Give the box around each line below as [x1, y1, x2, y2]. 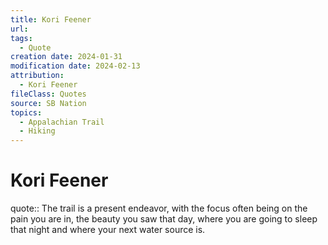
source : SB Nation [10, 98, 87, 108]
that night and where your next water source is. [10, 224, 206, 236]
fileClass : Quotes [10, 89, 87, 99]
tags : [10, 33, 33, 43]
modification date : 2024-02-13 [10, 61, 141, 71]
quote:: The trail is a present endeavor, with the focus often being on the [10, 202, 308, 215]
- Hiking [19, 126, 56, 136]
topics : [10, 107, 43, 118]
